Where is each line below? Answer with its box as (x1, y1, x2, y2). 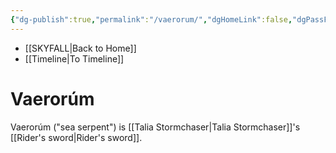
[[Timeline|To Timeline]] (24, 52, 125, 65)
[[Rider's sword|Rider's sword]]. (10, 131, 143, 143)
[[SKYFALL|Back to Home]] (24, 42, 137, 54)
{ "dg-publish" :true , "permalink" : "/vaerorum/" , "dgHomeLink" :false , (10, 14, 293, 25)
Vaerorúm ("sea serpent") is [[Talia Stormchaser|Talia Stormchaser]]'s (10, 121, 301, 133)
